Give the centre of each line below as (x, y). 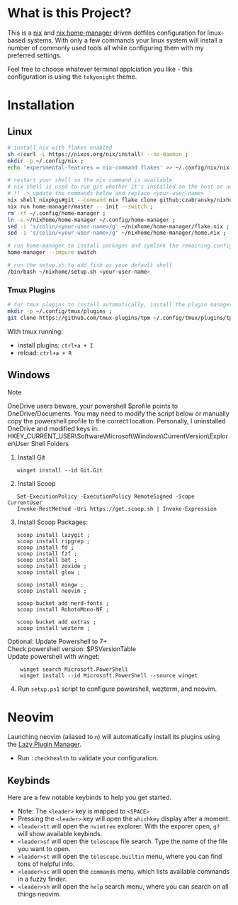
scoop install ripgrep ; (53, 541)
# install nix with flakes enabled (60, 148)
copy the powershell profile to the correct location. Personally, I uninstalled (117, 421)
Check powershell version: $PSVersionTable (72, 649)
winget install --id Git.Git (59, 470)
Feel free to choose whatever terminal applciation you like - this (100, 69)
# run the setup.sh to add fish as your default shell (90, 265)
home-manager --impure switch (52, 252)
